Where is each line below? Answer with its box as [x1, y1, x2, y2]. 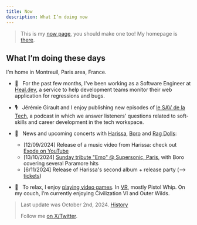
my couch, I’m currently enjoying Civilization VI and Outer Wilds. [14, 190, 170, 197]
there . [20, 36, 35, 43]
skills [14, 119, 28, 126]
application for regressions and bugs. [14, 92, 106, 99]
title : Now [6, 8, 33, 15]
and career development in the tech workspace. [28, 119, 144, 126]
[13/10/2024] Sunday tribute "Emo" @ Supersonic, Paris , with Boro [23, 154, 185, 161]
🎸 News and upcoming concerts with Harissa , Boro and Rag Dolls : [14, 130, 177, 137]
